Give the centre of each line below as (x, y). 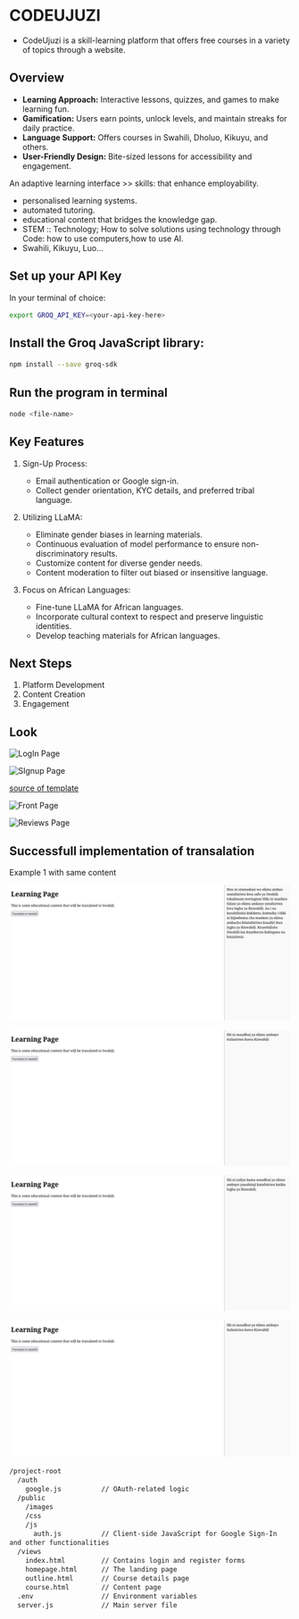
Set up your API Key (66, 277)
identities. (54, 625)
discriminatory (62, 553)
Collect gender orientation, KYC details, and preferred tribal (145, 490)
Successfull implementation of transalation (132, 851)
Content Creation (54, 694)
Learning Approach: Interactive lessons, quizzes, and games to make (150, 99)
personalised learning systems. (79, 200)
